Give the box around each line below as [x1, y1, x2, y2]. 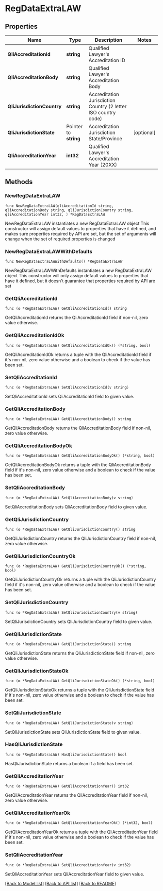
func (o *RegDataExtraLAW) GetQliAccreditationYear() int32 [5, 784, 130, 789]
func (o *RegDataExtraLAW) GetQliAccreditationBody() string [5, 417, 131, 421]
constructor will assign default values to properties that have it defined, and [5, 225, 156, 231]
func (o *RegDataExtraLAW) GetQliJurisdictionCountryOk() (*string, [5, 564, 147, 569]
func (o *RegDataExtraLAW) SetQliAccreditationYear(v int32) [5, 862, 131, 867]
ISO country [88, 109, 116, 116]
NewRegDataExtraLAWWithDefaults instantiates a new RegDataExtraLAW [5, 268, 152, 273]
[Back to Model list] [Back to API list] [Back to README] [5, 880, 116, 886]
